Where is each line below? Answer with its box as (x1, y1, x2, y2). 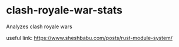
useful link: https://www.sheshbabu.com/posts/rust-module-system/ (6, 34, 173, 41)
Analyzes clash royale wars (6, 23, 72, 30)
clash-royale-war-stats (6, 4, 122, 17)
